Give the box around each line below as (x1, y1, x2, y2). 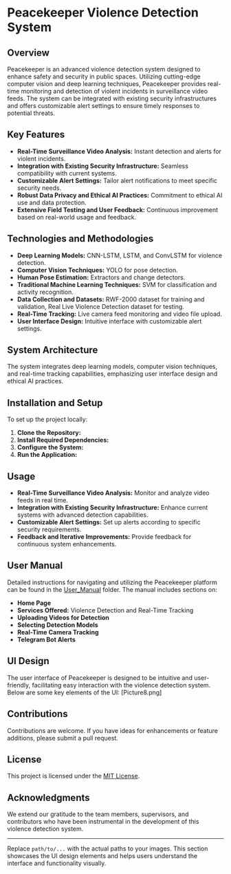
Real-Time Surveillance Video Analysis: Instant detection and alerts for (16, 147, 222, 156)
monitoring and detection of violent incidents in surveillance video (21, 87, 208, 95)
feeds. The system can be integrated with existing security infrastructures (7, 94, 217, 103)
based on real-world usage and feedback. (16, 213, 136, 221)
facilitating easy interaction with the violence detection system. (32, 681, 211, 689)
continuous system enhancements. (16, 540, 117, 548)
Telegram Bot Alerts (16, 635, 76, 643)
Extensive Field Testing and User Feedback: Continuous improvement (16, 205, 219, 214)
